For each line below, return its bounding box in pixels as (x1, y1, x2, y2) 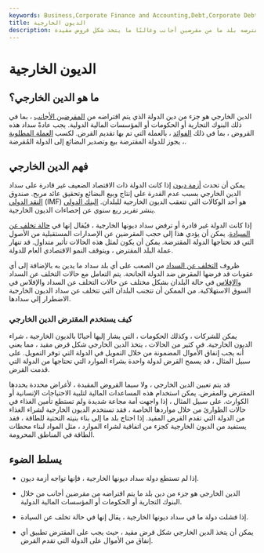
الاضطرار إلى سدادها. (9, 294, 71, 304)
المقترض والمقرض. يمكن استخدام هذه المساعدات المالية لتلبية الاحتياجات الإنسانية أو (9, 388, 255, 398)
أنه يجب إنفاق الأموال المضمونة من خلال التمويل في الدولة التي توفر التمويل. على (9, 348, 244, 358)
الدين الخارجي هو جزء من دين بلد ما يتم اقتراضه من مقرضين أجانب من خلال (20, 489, 240, 498)
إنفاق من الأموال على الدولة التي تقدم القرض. (20, 536, 154, 545)
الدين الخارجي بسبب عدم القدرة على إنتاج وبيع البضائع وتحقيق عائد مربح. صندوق (9, 189, 241, 198)
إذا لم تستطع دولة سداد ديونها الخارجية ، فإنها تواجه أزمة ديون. (20, 474, 199, 483)
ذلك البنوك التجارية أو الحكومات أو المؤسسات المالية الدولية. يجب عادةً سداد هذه (9, 120, 242, 129)
